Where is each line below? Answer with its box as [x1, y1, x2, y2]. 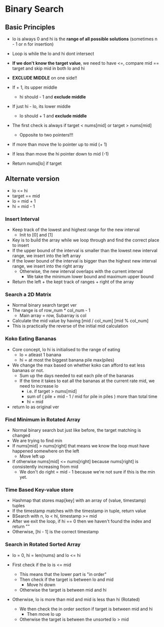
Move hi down [26, 581, 55, 587]
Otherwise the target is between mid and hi [19, 587, 107, 593]
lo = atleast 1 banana [19, 352, 61, 358]
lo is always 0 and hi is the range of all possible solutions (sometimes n [12, 36, 158, 42]
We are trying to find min [12, 438, 63, 444]
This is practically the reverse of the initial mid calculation [12, 323, 128, 329]
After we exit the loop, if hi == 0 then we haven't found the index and [12, 519, 151, 524]
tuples [12, 503, 25, 509]
